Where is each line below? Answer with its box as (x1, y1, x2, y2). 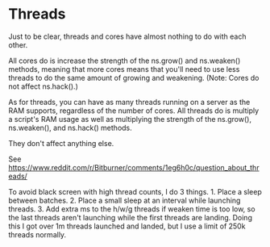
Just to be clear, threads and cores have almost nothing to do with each (8, 31, 247, 41)
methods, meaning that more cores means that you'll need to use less (8, 64, 240, 73)
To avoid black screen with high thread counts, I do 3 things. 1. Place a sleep (8, 186, 262, 196)
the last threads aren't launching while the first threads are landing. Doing (8, 212, 252, 222)
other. (8, 40, 28, 49)
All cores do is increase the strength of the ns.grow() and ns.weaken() (8, 56, 241, 65)
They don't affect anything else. (8, 138, 114, 148)
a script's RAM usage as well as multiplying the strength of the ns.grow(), (8, 114, 252, 123)
